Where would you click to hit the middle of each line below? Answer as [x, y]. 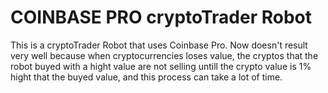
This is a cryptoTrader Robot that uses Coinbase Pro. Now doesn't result [159, 45]
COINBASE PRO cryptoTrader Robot [161, 17]
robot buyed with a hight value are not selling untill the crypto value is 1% [161, 66]
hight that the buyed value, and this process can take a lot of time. [146, 77]
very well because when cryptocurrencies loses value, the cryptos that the [164, 55]
